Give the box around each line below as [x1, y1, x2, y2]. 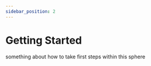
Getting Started [5, 33, 83, 47]
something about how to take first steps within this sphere [5, 53, 146, 60]
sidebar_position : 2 [5, 8, 56, 15]
